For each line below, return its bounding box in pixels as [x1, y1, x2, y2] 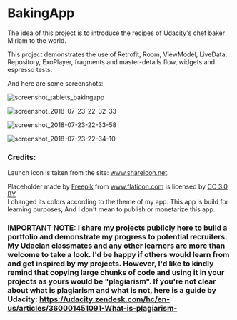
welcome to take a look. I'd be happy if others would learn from [7, 250, 230, 260]
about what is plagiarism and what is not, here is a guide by [7, 286, 216, 296]
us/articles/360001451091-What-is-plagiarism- [7, 304, 178, 314]
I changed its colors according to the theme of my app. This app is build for [7, 198, 229, 206]
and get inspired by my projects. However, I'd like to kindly [7, 259, 214, 269]
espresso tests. [7, 65, 53, 74]
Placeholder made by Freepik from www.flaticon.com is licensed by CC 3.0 [7, 182, 228, 191]
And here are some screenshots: [7, 79, 104, 87]
